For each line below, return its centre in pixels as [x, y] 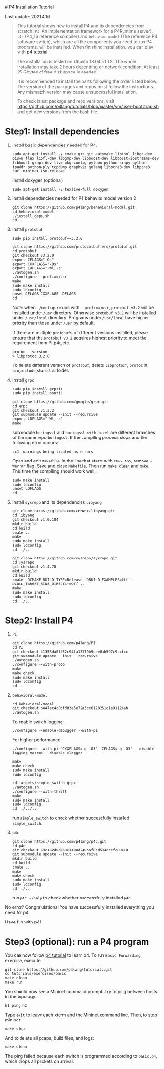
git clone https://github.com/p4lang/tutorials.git [59, 969]
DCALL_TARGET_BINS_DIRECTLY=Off [45, 584]
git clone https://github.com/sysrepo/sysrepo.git [65, 558]
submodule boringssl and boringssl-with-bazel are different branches [83, 432]
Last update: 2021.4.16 [28, 16]
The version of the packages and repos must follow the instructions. [86, 86]
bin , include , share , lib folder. [41, 370]
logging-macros [28, 753]
